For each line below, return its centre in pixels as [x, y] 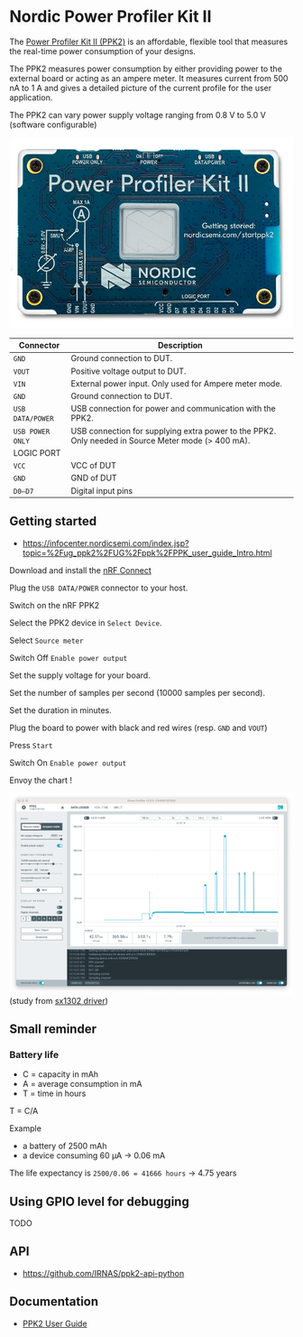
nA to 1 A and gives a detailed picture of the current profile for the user [141, 88]
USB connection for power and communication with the [174, 409]
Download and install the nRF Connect [80, 570]
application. [31, 97]
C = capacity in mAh [60, 1074]
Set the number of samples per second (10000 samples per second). [138, 692]
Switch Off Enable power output [69, 657]
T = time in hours [54, 1093]
